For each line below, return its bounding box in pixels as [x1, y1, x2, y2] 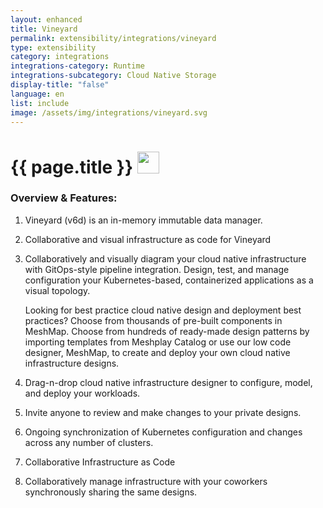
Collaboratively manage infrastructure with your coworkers [24, 475, 268, 487]
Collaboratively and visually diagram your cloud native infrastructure [24, 252, 307, 265]
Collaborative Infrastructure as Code [24, 456, 176, 468]
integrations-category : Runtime [10, 61, 145, 71]
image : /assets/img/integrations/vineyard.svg [10, 107, 208, 118]
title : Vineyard [10, 24, 78, 34]
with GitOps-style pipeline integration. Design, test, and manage [24, 263, 290, 275]
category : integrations [10, 52, 110, 62]
